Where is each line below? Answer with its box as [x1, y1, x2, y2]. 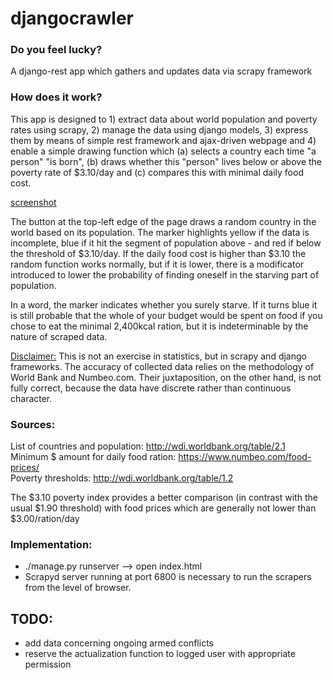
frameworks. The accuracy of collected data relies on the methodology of [10, 360, 315, 372]
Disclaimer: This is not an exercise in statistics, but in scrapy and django [10, 350, 307, 362]
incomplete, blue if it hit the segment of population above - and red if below [10, 237, 322, 249]
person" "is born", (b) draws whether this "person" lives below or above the [10, 155, 323, 167]
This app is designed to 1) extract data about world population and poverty [10, 113, 318, 125]
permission [24, 658, 72, 671]
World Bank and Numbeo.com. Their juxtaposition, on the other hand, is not [10, 371, 322, 383]
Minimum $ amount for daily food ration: [10, 451, 177, 463]
